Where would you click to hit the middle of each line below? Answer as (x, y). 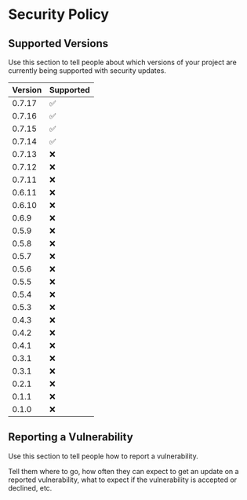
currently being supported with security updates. (87, 71)
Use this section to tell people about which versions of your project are (122, 62)
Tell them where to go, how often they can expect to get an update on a (123, 471)
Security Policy (59, 15)
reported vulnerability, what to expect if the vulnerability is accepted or (123, 480)
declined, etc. (30, 487)
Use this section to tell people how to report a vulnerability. (103, 456)
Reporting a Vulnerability (71, 437)
